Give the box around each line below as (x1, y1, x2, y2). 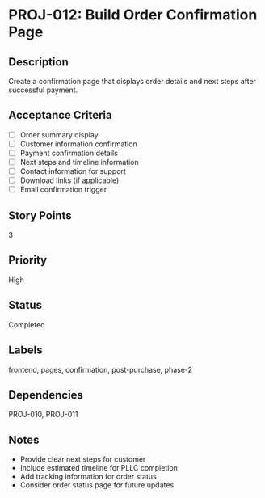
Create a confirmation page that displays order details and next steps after (8, 77, 257, 86)
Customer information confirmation (19, 139, 137, 149)
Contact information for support (19, 167, 127, 176)
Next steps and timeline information (19, 158, 139, 167)
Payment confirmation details (19, 148, 119, 158)
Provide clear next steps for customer (19, 454, 146, 464)
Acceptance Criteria (8, 108, 112, 122)
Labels (8, 344, 43, 357)
